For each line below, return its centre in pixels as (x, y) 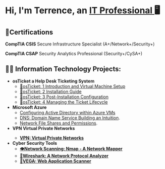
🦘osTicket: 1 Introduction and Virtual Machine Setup (72, 86)
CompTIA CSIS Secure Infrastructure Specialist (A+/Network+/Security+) (80, 44)
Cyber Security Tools (35, 143)
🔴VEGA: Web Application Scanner (55, 161)
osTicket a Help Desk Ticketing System (53, 81)
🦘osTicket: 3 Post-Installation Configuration (64, 97)
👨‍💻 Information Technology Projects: (63, 69)
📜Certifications (29, 32)
